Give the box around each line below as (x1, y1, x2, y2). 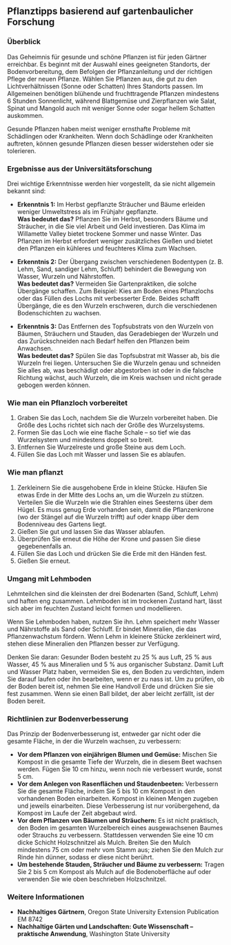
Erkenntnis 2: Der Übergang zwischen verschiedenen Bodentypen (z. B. (17, 257, 224, 266)
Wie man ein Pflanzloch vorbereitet (7, 398, 128, 408)
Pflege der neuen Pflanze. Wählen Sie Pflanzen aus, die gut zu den (7, 74, 197, 83)
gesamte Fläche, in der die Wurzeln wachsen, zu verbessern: (7, 737, 181, 746)
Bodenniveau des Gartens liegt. (17, 520, 107, 528)
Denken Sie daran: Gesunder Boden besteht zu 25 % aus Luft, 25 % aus (7, 653, 212, 661)
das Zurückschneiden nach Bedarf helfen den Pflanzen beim (17, 337, 190, 345)
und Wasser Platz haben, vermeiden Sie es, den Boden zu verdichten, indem (7, 667, 225, 675)
